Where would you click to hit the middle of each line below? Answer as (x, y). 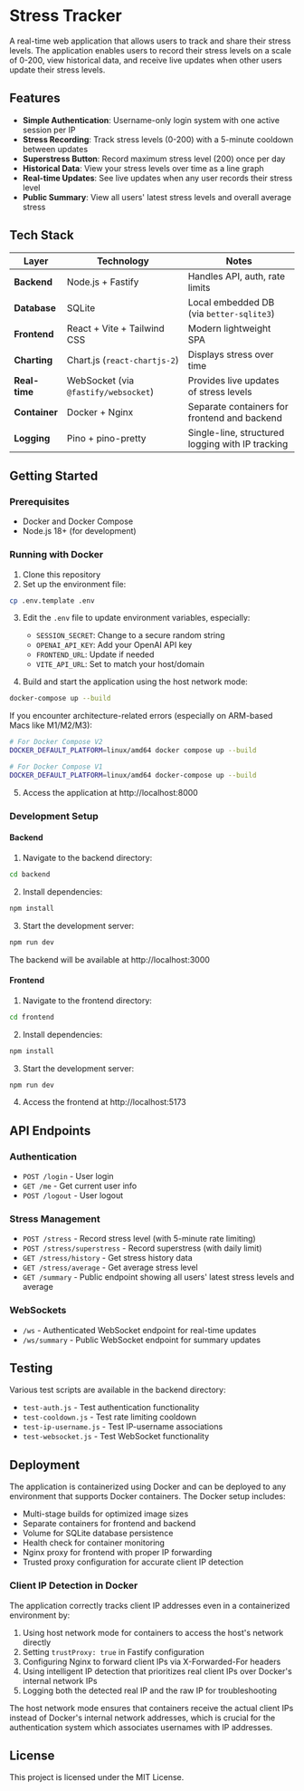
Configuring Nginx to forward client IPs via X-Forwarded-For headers (152, 1661)
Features (35, 98)
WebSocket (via (100, 380)
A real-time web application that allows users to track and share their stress (150, 41)
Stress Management (55, 1218)
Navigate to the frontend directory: (87, 1000)
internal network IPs (60, 1680)
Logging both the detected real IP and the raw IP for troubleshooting (150, 1690)
